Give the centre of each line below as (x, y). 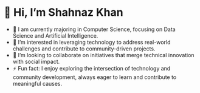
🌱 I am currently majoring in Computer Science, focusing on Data (94, 29)
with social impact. (36, 61)
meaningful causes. (37, 83)
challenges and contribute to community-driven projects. (84, 49)
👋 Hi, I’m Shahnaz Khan (64, 12)
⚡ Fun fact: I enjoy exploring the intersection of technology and (91, 68)
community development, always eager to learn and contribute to (95, 77)
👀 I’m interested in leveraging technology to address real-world (91, 42)
